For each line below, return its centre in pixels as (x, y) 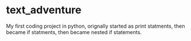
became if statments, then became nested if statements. (74, 32)
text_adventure (44, 10)
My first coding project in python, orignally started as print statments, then (95, 26)
